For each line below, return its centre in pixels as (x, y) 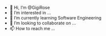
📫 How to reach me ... (32, 28)
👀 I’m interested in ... (30, 13)
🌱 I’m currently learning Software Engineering (55, 18)
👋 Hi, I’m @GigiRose (30, 8)
